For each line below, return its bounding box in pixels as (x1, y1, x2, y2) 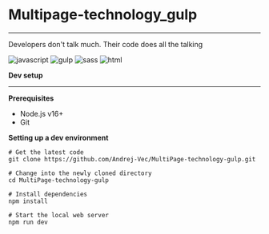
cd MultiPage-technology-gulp (8, 176, 110, 184)
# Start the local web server (8, 211, 110, 219)
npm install (8, 197, 48, 205)
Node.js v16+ (19, 109, 64, 118)
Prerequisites (8, 93, 54, 103)
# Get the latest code (8, 148, 84, 157)
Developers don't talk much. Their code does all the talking (8, 39, 203, 49)
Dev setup (8, 70, 43, 80)
